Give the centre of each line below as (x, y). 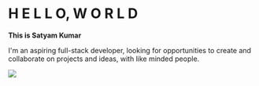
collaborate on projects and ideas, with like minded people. (104, 59)
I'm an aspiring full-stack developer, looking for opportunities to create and (130, 50)
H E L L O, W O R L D (73, 14)
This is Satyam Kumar (45, 35)
